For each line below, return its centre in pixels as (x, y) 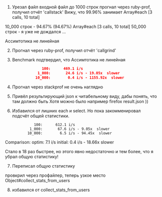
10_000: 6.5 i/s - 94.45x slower (70, 133)
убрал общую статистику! (32, 156)
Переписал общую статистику (44, 166)
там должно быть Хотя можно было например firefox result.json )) (80, 101)
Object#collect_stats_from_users (37, 180)
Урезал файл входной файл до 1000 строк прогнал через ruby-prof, (81, 7)
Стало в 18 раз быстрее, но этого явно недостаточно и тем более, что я (79, 151)
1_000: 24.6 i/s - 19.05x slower (79, 73)
